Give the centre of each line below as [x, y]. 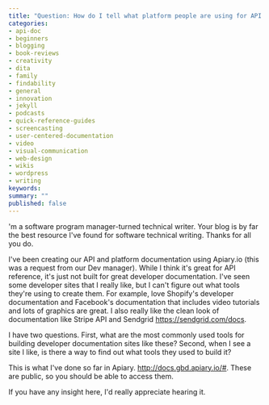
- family [23, 76]
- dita [19, 69]
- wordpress [28, 173]
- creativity [30, 61]
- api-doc [25, 31]
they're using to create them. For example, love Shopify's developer [121, 293]
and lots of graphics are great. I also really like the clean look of [114, 311]
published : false [38, 203]
